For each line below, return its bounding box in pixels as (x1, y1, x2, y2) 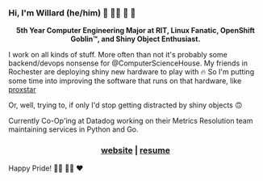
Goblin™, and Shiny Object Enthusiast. (70, 34, 201, 44)
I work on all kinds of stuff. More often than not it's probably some (8, 50, 228, 60)
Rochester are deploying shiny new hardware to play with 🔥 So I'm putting (8, 67, 255, 77)
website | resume (100, 145, 171, 156)
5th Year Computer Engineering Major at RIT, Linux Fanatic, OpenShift (15, 26, 256, 36)
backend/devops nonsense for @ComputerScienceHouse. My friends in (8, 58, 248, 68)
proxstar (8, 85, 36, 95)
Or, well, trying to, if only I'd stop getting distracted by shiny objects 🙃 (8, 100, 243, 110)
